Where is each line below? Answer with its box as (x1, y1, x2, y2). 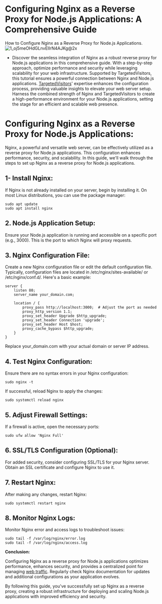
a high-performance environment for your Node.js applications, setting (12, 96, 153, 102)
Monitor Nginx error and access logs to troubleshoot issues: (5, 527, 125, 533)
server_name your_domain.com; (14, 293, 75, 297)
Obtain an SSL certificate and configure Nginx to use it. (5, 464, 115, 470)
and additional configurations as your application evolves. (5, 574, 120, 580)
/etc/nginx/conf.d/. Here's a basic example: (5, 275, 91, 280)
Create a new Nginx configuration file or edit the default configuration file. (5, 264, 152, 270)
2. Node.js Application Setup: (5, 219, 96, 227)
